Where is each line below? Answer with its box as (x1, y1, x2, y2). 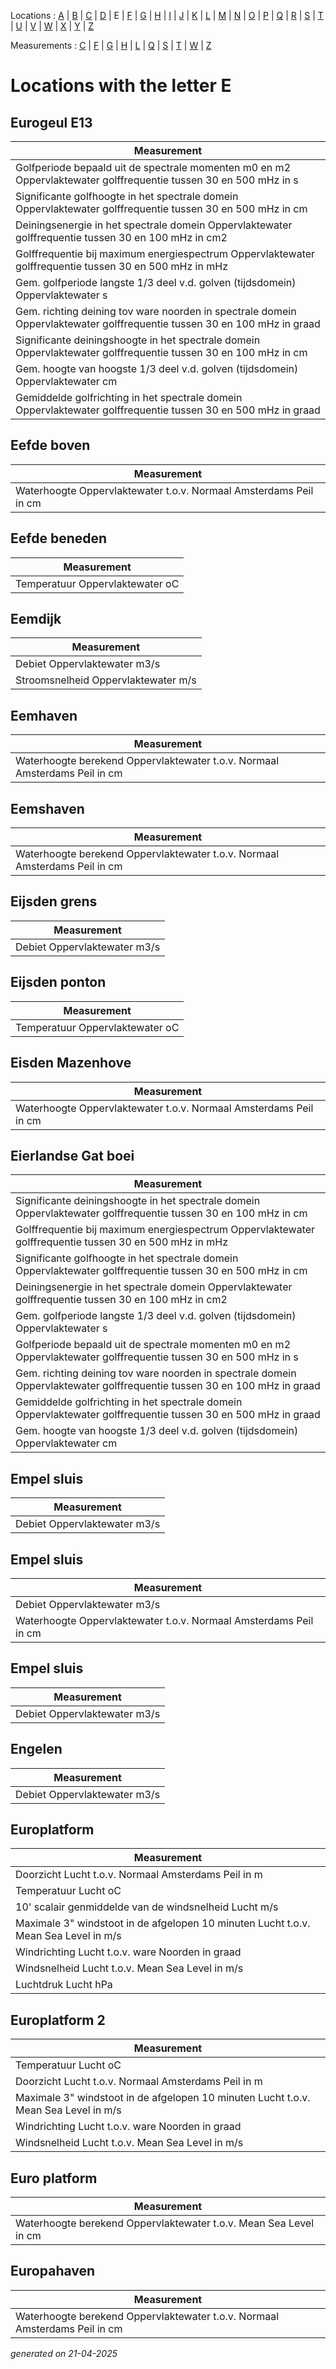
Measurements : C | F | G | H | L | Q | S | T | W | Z (10, 40, 212, 51)
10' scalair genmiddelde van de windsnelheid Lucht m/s (15, 1900, 279, 1914)
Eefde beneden (10, 530, 108, 547)
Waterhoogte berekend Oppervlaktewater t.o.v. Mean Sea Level (15, 2216, 315, 2230)
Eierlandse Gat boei (10, 1147, 135, 1164)
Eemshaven (10, 800, 85, 817)
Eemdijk (10, 611, 62, 628)
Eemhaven (10, 707, 78, 724)
